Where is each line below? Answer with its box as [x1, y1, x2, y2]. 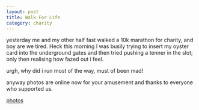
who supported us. [6, 85, 53, 93]
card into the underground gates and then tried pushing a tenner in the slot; [6, 49, 194, 57]
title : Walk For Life [6, 14, 61, 20]
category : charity [6, 20, 52, 26]
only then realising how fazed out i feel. [6, 55, 104, 63]
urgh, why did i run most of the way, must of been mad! [6, 67, 144, 75]
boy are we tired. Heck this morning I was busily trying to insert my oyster [6, 43, 189, 50]
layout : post [6, 8, 39, 15]
